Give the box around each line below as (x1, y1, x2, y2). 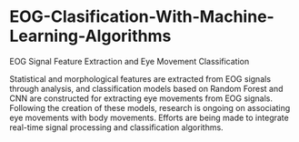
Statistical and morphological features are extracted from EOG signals (9, 73, 271, 84)
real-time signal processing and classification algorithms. (9, 121, 224, 133)
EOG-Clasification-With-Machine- (9, 6, 274, 27)
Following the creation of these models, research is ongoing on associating (9, 102, 291, 113)
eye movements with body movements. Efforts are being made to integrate (9, 112, 289, 123)
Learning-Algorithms (9, 25, 172, 46)
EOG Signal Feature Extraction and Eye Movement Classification (9, 56, 250, 66)
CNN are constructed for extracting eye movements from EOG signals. (9, 93, 273, 104)
